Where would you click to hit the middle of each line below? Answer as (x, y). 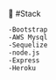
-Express (24, 61)
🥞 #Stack (24, 14)
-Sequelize (28, 45)
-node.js (24, 53)
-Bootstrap (28, 30)
